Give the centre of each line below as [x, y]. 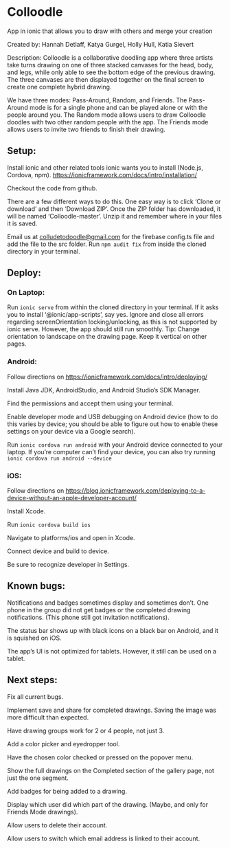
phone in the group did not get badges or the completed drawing [99, 610]
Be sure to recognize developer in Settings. [68, 565]
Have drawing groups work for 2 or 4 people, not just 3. [86, 730]
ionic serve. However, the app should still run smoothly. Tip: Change [104, 329]
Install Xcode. [26, 511]
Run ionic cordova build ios [49, 525]
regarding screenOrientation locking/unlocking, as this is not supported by [112, 322]
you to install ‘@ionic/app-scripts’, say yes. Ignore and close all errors [105, 315]
